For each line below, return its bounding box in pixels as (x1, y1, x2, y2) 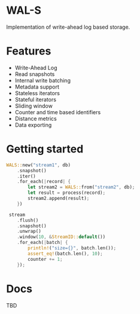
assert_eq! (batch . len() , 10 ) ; (28, 251, 103, 257)
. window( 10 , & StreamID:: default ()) (17, 234, 106, 240)
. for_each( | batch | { (17, 240, 68, 246)
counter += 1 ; (28, 256, 63, 262)
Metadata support (14, 83, 60, 90)
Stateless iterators (14, 89, 60, 96)
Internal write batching (14, 77, 71, 84)
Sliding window (14, 102, 53, 109)
